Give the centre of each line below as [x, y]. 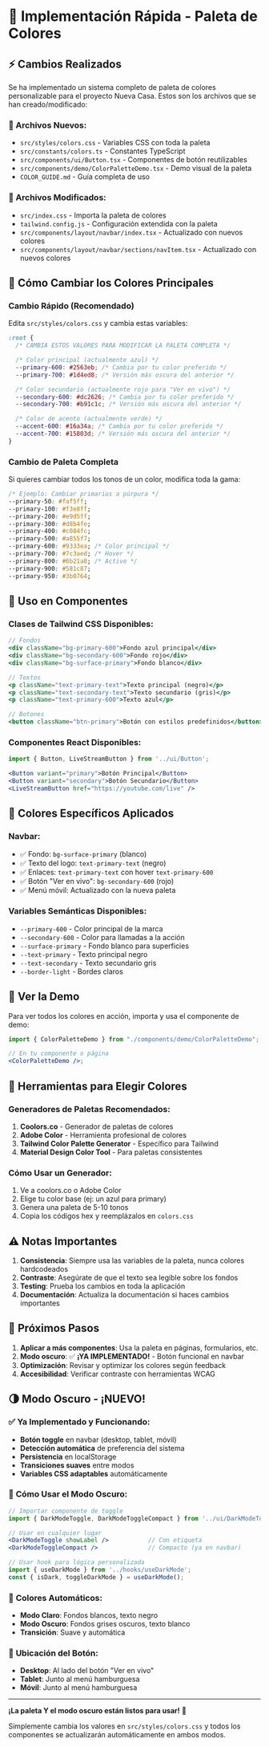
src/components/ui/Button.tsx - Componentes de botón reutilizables [134, 160]
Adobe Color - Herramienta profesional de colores [103, 1134]
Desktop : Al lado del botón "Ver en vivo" [87, 1671]
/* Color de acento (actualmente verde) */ [89, 419]
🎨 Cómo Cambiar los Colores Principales [111, 283]
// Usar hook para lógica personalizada [77, 1562]
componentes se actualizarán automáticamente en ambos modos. [117, 1735]
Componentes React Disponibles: [75, 742]
